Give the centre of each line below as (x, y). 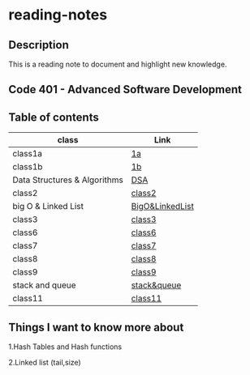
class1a (28, 154)
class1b (28, 167)
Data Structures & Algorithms (68, 180)
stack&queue (156, 285)
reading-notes (58, 15)
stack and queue (44, 285)
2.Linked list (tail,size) (45, 363)
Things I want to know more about (96, 327)
